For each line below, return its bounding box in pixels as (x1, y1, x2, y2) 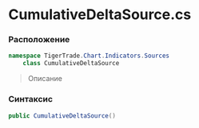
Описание (27, 74, 62, 83)
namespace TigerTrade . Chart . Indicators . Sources (8, 52, 170, 60)
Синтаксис (8, 94, 54, 105)
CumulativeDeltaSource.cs (8, 6, 192, 24)
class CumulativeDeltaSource (22, 60, 120, 68)
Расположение (8, 34, 70, 45)
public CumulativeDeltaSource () (8, 111, 116, 120)
